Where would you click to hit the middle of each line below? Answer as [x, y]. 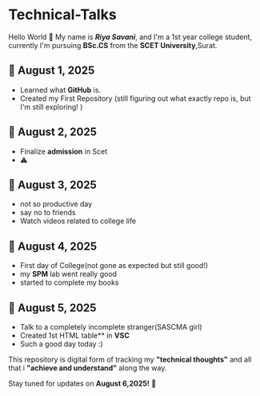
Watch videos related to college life [78, 221]
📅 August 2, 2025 [53, 132]
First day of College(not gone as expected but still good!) [114, 266]
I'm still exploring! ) [51, 106]
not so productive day [56, 204]
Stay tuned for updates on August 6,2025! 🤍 [82, 383]
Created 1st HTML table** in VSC [75, 335]
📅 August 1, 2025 [52, 71]
